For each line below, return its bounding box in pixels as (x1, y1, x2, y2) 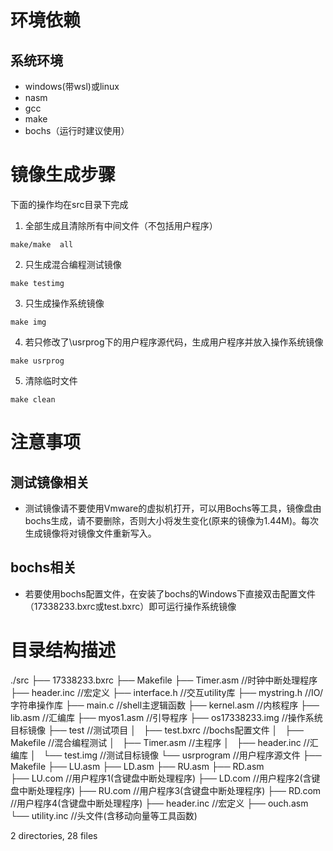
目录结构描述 (10, 639, 117, 661)
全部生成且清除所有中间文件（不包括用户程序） (24, 219, 218, 231)
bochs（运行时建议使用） (24, 125, 130, 136)
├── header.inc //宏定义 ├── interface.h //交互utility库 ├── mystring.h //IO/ (10, 686, 323, 698)
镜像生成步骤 (10, 164, 117, 186)
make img (10, 317, 47, 327)
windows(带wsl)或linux (24, 81, 120, 92)
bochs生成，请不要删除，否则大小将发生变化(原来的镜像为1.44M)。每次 (24, 514, 320, 526)
